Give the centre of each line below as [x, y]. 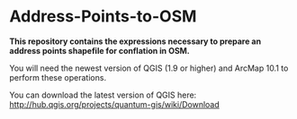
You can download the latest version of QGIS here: [103, 95]
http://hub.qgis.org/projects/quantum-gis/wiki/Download [115, 104]
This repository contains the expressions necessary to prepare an [135, 41]
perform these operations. [58, 77]
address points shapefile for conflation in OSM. [100, 50]
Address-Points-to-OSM [103, 17]
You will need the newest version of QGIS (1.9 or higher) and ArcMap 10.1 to [149, 68]
